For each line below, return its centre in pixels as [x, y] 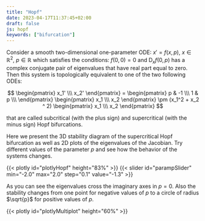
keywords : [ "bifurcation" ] [41, 35]
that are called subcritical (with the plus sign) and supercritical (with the [97, 118]
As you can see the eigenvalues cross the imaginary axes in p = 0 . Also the [101, 186]
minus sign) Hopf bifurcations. [45, 124]
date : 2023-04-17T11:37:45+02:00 [49, 18]
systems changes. [29, 156]
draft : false [23, 23]
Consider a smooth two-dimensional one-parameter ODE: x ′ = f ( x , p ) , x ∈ [99, 52]
